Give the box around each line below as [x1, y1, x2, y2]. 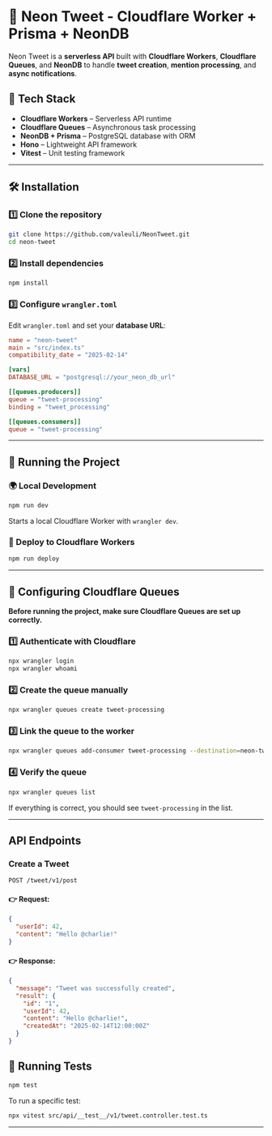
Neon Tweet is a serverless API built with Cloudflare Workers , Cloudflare [8, 51, 257, 61]
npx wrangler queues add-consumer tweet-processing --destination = [8, 747, 241, 755]
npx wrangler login [8, 657, 74, 666]
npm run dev [8, 502, 49, 510]
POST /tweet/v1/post [8, 877, 79, 885]
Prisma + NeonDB [8, 24, 130, 43]
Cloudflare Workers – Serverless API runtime [19, 114, 172, 123]
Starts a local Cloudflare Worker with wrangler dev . [8, 516, 179, 525]
